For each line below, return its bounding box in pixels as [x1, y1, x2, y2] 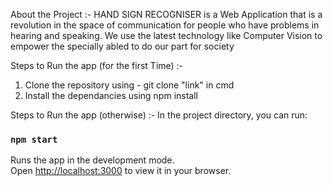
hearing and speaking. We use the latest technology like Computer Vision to [10, 30, 323, 41]
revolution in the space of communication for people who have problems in [10, 19, 320, 31]
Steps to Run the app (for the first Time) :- [10, 60, 184, 71]
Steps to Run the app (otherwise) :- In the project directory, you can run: [10, 109, 308, 121]
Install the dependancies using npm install [24, 90, 198, 101]
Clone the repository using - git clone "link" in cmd [24, 79, 235, 91]
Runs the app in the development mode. [10, 154, 175, 166]
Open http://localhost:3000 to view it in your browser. [10, 165, 232, 177]
